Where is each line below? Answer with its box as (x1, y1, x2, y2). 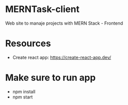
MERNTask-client (5, 4, 80, 15)
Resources (5, 38, 51, 49)
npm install (12, 88, 36, 94)
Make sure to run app (5, 72, 96, 83)
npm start (12, 94, 33, 100)
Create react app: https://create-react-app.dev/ (12, 54, 111, 60)
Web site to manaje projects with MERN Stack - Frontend (5, 20, 123, 26)
